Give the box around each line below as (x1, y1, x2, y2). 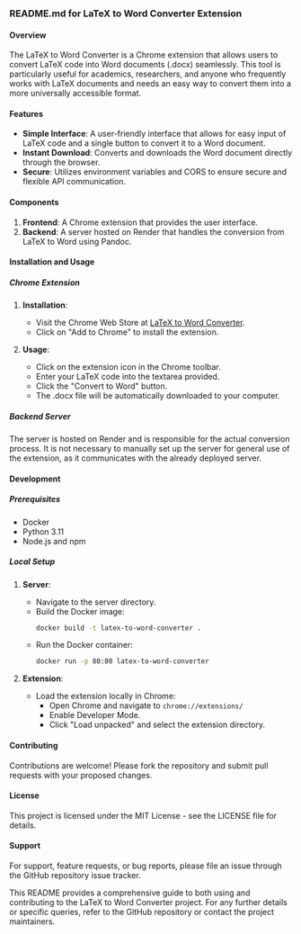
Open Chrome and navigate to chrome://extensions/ (49, 700, 244, 711)
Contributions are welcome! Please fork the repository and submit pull (9, 759, 269, 771)
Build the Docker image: (35, 606, 125, 616)
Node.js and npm (22, 535, 86, 546)
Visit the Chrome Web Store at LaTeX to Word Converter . (35, 318, 245, 328)
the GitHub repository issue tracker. (9, 869, 141, 880)
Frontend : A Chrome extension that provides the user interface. (22, 217, 259, 228)
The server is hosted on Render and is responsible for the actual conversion (9, 434, 290, 445)
